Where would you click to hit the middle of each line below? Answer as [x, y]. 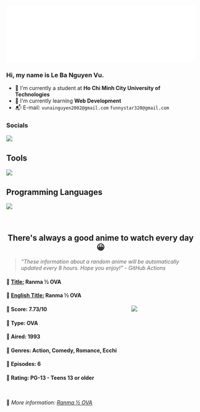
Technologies [32, 95]
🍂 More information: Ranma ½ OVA [49, 402]
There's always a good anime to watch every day [101, 238]
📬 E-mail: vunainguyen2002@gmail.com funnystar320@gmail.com [92, 108]
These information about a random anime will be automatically [101, 261]
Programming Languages [54, 192]
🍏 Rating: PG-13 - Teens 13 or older [50, 378]
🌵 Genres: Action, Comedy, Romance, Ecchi [62, 350]
